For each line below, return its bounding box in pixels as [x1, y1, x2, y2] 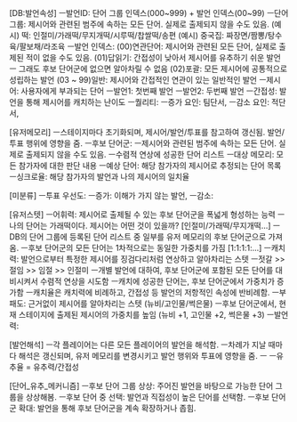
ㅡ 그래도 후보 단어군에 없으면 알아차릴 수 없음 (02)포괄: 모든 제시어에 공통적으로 [9, 63, 287, 74]
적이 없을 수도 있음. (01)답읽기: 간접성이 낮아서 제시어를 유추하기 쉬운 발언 [25, 53, 282, 62]
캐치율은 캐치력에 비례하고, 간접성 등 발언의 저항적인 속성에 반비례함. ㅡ [32, 288, 280, 297]
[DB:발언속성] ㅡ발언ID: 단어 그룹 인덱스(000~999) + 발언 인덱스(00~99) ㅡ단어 [9, 8, 289, 18]
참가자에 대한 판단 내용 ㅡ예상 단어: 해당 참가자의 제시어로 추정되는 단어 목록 [18, 160, 282, 171]
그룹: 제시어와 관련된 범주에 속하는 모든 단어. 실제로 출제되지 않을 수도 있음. [9, 19, 269, 29]
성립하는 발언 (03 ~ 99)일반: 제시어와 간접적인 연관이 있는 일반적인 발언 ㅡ [9, 75, 267, 85]
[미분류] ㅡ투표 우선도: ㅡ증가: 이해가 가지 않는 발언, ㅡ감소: [9, 191, 213, 200]
